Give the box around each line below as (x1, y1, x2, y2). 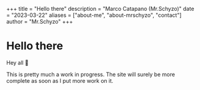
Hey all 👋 (6, 59, 29, 66)
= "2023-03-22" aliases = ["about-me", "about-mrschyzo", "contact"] (6, 11, 182, 19)
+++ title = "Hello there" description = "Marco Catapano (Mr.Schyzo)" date (6, 5, 195, 12)
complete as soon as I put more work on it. (6, 77, 114, 84)
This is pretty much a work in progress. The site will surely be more (6, 71, 176, 78)
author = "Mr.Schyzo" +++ (6, 18, 73, 25)
